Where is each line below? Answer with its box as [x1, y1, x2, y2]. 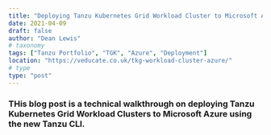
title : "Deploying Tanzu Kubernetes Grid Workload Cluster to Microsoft [8, 11, 258, 20]
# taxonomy [8, 42, 45, 50]
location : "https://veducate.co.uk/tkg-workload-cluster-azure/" [8, 57, 232, 65]
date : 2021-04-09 [8, 19, 67, 27]
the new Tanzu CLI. [8, 118, 85, 129]
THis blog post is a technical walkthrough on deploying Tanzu [8, 98, 256, 109]
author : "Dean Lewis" [8, 34, 81, 43]
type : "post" [8, 72, 52, 80]
